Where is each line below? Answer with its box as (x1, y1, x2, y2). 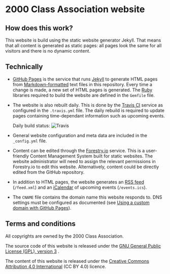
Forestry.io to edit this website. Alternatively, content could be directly (12, 164, 159, 170)
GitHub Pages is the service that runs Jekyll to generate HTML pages (12, 76, 158, 82)
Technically (5, 62, 43, 71)
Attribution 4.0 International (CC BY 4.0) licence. (5, 263, 107, 269)
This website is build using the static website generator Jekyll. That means (5, 37, 161, 43)
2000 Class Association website (5, 4, 145, 15)
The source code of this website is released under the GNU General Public (5, 243, 161, 249)
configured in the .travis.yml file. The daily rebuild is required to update (12, 107, 165, 113)
